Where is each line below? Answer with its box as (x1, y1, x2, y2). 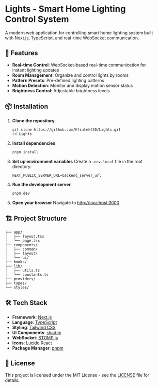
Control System (5, 14, 69, 25)
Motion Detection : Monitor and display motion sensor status (12, 83, 133, 88)
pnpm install (12, 150, 39, 155)
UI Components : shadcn (12, 329, 62, 336)
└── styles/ (5, 285, 29, 290)
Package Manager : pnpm (12, 345, 64, 351)
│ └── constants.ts (5, 272, 49, 277)
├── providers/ (5, 276, 36, 281)
